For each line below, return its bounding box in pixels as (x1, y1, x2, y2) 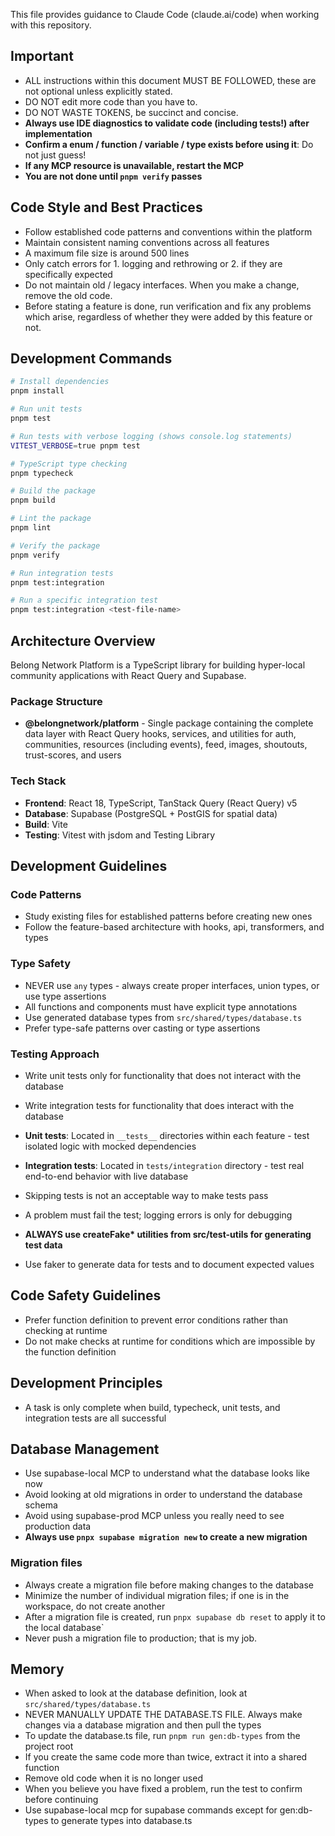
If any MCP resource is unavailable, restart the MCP (24, 159, 245, 171)
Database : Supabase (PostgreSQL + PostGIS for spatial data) (24, 807, 278, 819)
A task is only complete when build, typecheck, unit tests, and (24, 1401, 281, 1413)
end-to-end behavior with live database (24, 1170, 189, 1182)
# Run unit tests (10, 404, 83, 414)
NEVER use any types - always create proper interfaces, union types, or (24, 979, 320, 991)
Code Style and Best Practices (10, 199, 203, 216)
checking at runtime (24, 1324, 108, 1336)
